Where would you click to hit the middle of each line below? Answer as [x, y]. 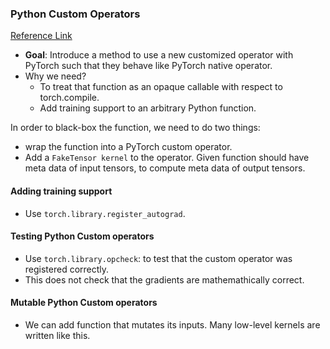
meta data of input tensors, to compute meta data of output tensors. [165, 168]
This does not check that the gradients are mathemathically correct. [164, 279]
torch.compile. [69, 98]
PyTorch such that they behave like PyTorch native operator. [148, 66]
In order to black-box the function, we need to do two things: [135, 128]
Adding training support [61, 191]
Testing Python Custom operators [82, 236]
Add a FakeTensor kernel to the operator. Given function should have [167, 158]
